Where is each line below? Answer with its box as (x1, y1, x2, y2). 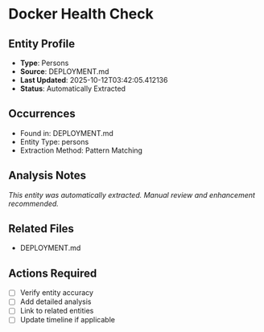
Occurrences (8, 107, 76, 121)
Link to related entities (19, 306, 94, 316)
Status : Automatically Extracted (19, 84, 126, 93)
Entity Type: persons (19, 137, 89, 146)
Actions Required (8, 266, 97, 280)
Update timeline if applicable (19, 315, 115, 325)
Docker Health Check (8, 5, 155, 23)
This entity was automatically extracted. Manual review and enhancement (8, 190, 256, 199)
